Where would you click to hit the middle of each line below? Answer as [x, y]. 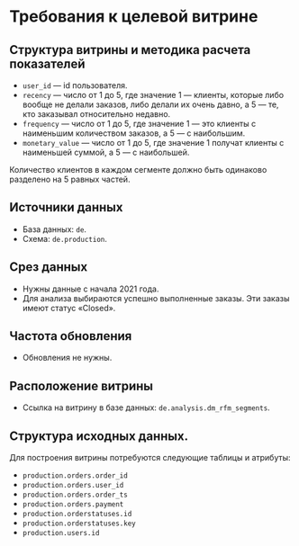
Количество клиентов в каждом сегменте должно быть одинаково [138, 170]
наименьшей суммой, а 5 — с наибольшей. [106, 152]
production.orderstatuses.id [77, 515]
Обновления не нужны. [67, 358]
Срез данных [49, 267]
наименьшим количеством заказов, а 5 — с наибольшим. [134, 133]
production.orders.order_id [75, 476]
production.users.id [61, 533]
